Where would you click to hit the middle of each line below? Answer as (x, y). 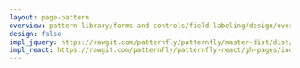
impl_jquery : (33, 42)
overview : (28, 26)
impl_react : (31, 50)
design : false (36, 34)
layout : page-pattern (50, 17)
